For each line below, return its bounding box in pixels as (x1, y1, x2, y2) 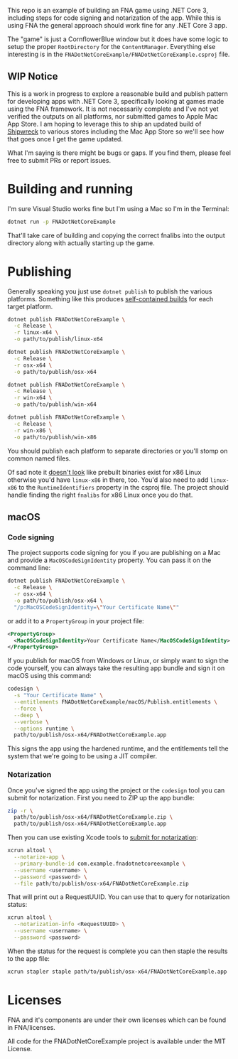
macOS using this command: (7, 672, 92, 680)
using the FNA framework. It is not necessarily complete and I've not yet (7, 104, 219, 113)
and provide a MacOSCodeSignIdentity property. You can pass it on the (7, 556, 212, 564)
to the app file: (7, 954, 50, 962)
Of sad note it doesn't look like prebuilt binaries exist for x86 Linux (7, 468, 202, 476)
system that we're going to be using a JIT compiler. (7, 752, 158, 760)
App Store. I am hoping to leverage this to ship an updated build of (7, 119, 202, 128)
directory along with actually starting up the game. (7, 238, 155, 247)
